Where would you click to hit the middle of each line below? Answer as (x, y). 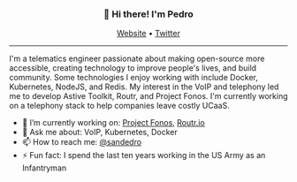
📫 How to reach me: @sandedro (82, 142)
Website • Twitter (148, 34)
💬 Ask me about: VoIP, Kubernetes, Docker (100, 133)
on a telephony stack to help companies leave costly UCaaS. (119, 106)
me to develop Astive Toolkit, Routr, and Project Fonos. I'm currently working (149, 96)
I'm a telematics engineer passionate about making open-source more (137, 59)
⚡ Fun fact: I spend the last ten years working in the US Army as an (144, 155)
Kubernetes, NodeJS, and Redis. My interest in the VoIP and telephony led (144, 87)
